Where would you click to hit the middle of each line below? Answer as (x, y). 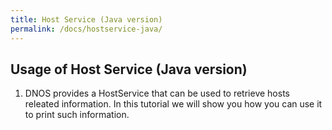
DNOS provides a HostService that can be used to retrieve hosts (157, 93)
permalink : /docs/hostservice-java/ (86, 29)
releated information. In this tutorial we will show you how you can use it (173, 104)
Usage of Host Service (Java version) (129, 69)
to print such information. (77, 115)
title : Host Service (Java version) (86, 19)
